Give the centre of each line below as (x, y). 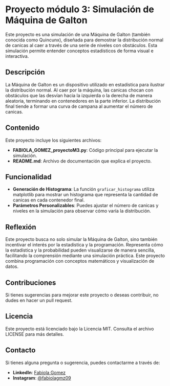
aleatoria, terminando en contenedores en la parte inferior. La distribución (83, 101)
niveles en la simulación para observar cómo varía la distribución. (82, 211)
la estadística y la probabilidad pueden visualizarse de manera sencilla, (80, 250)
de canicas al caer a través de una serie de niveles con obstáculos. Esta (81, 45)
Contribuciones (31, 282)
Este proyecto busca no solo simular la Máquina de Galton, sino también (81, 239)
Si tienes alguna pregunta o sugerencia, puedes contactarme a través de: (83, 362)
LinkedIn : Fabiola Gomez (39, 372)
